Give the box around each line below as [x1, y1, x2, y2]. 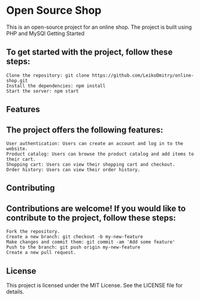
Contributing [6, 183, 55, 193]
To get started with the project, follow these [6, 47, 173, 57]
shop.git [6, 77, 28, 84]
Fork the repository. [6, 229, 60, 235]
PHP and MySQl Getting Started [6, 29, 85, 37]
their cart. [6, 156, 36, 162]
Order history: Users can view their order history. [6, 166, 141, 172]
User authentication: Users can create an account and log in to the [6, 140, 184, 147]
